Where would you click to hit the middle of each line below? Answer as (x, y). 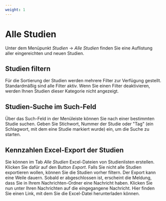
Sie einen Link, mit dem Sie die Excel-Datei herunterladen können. (73, 193)
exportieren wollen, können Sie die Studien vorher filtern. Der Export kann (81, 172)
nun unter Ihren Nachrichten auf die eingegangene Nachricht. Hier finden (80, 188)
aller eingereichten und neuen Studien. (45, 53)
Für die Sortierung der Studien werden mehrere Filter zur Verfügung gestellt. (83, 81)
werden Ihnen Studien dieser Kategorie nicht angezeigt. (62, 91)
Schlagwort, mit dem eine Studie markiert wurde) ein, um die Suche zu (77, 129)
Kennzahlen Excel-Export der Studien (64, 150)
